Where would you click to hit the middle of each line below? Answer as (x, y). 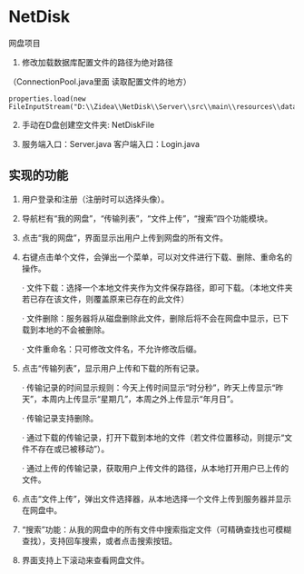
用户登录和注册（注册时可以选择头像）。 (95, 199)
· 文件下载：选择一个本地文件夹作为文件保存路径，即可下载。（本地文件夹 (157, 287)
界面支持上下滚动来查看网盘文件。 (85, 559)
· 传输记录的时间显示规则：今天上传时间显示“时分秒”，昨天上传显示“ (148, 387)
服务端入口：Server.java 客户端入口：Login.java (111, 143)
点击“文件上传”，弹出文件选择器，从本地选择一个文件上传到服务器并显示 (157, 499)
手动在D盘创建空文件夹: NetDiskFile (88, 124)
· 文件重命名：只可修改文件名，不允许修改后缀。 (111, 349)
